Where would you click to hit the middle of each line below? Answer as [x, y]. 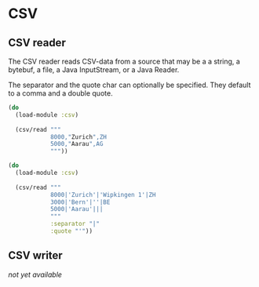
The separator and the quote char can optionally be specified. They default [129, 85]
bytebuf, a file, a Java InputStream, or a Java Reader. [94, 70]
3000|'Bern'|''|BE [80, 202]
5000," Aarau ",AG [77, 144]
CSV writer [35, 256]
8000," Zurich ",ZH [78, 137]
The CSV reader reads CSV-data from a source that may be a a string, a [124, 61]
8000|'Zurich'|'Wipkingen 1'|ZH [103, 194]
